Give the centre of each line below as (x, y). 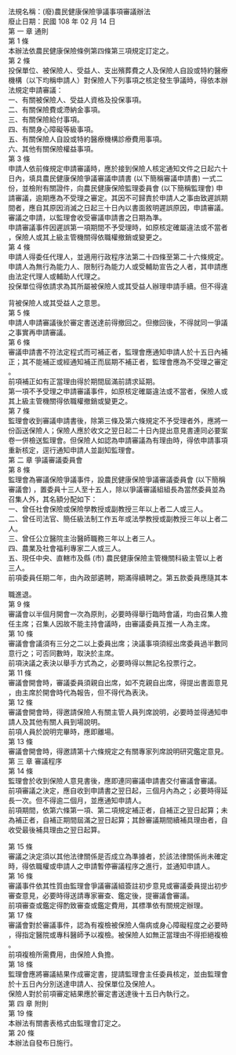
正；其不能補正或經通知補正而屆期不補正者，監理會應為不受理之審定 (118, 362)
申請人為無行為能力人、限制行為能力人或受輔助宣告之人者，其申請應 (118, 266)
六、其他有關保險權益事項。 (53, 149)
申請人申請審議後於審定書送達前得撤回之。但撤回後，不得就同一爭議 (118, 323)
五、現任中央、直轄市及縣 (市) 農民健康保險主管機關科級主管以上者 (116, 558)
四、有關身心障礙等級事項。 (53, 129)
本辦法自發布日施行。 (42, 1043)
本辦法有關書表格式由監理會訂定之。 (67, 1023)
